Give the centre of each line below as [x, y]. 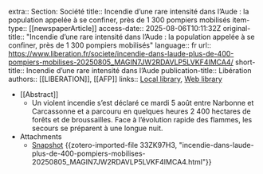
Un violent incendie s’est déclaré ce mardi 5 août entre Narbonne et [143, 103]
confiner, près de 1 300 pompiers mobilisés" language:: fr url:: [110, 45]
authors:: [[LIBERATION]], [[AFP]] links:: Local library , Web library [116, 79]
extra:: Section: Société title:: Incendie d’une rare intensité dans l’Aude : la [129, 12]
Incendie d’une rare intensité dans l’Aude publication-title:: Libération [139, 70]
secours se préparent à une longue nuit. [97, 128]
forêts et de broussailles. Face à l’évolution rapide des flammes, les [142, 120]
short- [245, 62]
